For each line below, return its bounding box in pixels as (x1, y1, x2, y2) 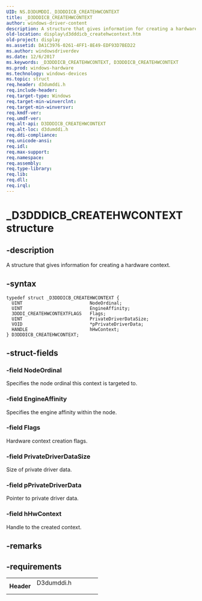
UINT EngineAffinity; (11, 305, 130, 311)
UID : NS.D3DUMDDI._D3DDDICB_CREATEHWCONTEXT (6, 8, 120, 15)
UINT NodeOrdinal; (11, 300, 122, 306)
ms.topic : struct (6, 76, 50, 82)
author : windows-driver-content (6, 20, 87, 26)
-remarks (6, 541, 42, 552)
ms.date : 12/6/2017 (6, 54, 55, 60)
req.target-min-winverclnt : (6, 98, 77, 104)
